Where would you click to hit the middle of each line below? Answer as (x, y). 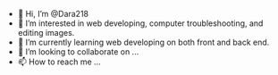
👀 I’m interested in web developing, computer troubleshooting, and (140, 23)
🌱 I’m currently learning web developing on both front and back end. (143, 42)
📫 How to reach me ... (59, 62)
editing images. (46, 33)
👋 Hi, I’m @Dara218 (53, 14)
